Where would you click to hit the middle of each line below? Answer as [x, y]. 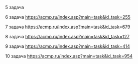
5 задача [15, 7]
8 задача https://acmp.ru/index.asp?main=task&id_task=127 [67, 37]
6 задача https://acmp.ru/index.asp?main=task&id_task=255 [68, 17]
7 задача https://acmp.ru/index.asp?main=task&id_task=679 [68, 27]
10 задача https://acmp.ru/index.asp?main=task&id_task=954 [69, 56]
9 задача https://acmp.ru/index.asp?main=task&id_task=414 [68, 46]
